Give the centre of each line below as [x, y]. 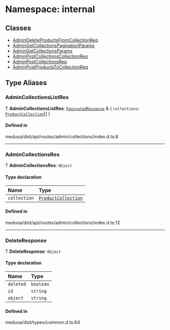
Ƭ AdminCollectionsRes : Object [39, 166]
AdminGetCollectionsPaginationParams [53, 46]
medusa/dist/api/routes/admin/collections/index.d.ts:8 [62, 136]
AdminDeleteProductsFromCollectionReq [55, 40]
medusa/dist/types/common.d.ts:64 [43, 322]
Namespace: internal [50, 9]
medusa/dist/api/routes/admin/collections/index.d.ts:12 [63, 222]
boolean [40, 284]
